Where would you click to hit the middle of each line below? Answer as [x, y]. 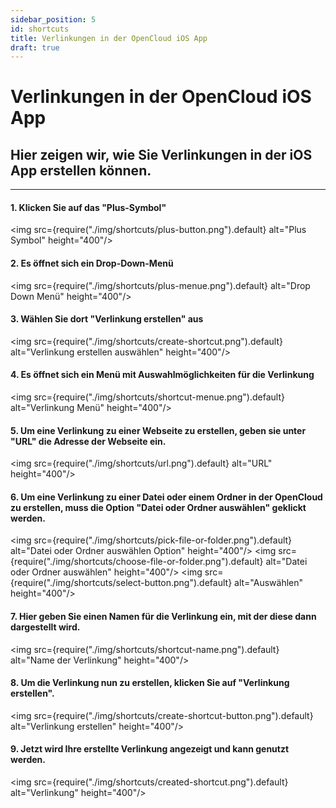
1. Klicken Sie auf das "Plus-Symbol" [88, 207]
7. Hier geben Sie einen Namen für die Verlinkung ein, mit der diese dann [163, 617]
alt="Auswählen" [269, 583]
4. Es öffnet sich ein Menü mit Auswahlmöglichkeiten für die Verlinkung [162, 375]
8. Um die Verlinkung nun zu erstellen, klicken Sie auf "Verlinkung [150, 683]
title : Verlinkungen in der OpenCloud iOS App [109, 38]
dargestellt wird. [45, 627]
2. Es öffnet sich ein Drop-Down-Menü [92, 263]
